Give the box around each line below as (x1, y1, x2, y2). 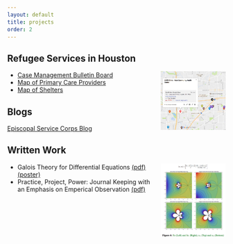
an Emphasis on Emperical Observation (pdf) (17, 185, 146, 193)
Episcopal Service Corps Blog (7, 124, 92, 132)
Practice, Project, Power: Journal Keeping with (17, 177, 150, 186)
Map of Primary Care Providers (17, 79, 106, 87)
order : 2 (7, 26, 33, 33)
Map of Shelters (17, 86, 64, 94)
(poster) (17, 170, 41, 179)
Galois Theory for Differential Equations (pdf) (17, 163, 146, 171)
